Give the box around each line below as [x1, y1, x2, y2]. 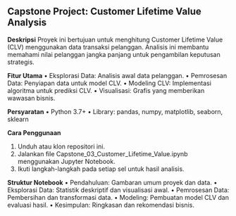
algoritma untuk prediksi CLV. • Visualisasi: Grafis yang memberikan [7, 86, 205, 94]
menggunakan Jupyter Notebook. [17, 157, 116, 165]
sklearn [7, 115, 30, 123]
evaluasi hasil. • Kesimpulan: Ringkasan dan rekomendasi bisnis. [7, 201, 195, 209]
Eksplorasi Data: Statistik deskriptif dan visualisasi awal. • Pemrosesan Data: [7, 186, 230, 194]
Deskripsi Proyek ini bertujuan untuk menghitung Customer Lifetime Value [7, 35, 223, 44]
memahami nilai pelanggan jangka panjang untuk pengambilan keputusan [7, 50, 221, 58]
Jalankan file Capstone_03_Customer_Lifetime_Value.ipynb [17, 149, 188, 158]
